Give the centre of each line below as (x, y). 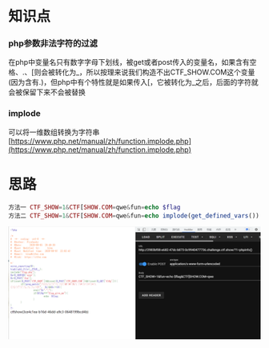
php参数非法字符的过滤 (53, 43)
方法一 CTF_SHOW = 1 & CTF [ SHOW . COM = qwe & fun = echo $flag (94, 207)
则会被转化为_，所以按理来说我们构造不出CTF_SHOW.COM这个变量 (145, 72)
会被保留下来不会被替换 (47, 92)
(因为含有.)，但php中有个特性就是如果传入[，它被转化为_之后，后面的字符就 (133, 82)
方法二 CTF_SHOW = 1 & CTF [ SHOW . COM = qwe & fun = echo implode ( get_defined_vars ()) (134, 216)
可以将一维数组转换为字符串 (54, 132)
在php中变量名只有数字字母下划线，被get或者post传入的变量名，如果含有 (129, 62)
